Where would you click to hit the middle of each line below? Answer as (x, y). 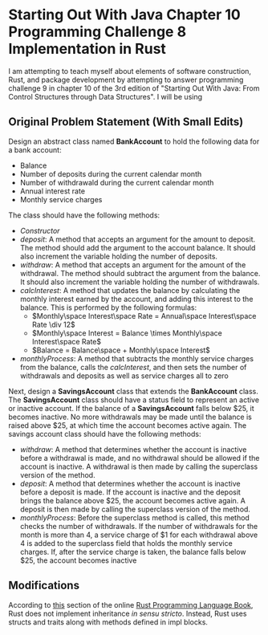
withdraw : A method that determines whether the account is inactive (133, 449)
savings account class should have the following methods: (105, 434)
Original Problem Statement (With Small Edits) (126, 122)
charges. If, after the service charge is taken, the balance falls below (133, 552)
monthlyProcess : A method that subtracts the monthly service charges (137, 358)
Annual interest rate (53, 191)
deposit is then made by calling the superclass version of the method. (135, 509)
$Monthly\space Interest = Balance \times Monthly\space (127, 333)
